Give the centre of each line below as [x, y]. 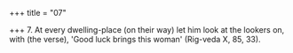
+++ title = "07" [38, 13]
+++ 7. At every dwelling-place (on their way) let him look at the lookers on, [147, 30]
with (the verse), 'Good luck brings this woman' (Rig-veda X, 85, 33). [135, 39]
